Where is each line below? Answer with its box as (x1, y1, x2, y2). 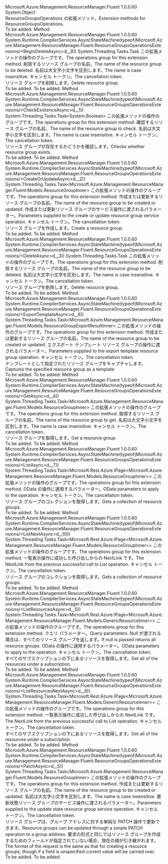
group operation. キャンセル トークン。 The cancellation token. (5, 354, 134, 360)
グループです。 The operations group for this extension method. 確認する (5, 119, 154, 125)
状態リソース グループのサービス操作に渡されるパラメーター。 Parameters (9, 800, 161, 806)
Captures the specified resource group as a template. (5, 366, 116, 372)
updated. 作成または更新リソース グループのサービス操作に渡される (5, 206, 144, 212)
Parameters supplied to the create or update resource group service (18, 213, 159, 218)
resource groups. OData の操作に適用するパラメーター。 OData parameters (5, 643, 159, 649)
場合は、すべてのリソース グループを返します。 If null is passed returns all (5, 637, 156, 642)
